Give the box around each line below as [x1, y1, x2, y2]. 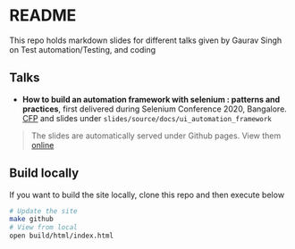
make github [9, 215, 54, 224]
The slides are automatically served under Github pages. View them [30, 130, 282, 141]
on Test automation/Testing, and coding [9, 44, 156, 54]
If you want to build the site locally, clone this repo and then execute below [9, 189, 284, 200]
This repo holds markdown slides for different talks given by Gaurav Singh [9, 35, 282, 46]
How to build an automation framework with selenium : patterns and [21, 94, 281, 104]
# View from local [9, 223, 78, 232]
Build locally [9, 166, 80, 181]
